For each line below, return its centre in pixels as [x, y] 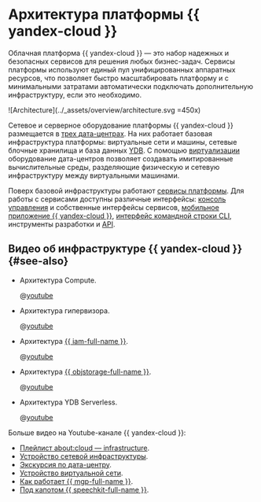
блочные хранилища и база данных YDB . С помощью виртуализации [124, 150]
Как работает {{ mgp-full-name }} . [76, 481]
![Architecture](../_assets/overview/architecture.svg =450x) [105, 110]
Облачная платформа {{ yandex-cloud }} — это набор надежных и [119, 53]
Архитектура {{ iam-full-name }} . [74, 341]
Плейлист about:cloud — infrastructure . [85, 448]
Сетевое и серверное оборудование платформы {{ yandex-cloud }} [121, 125]
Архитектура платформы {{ [104, 15]
